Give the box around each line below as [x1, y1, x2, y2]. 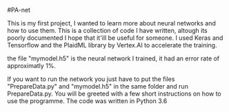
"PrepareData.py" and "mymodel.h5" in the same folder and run [7, 82, 188, 90]
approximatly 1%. [7, 62, 57, 69]
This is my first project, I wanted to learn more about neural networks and [7, 19, 216, 27]
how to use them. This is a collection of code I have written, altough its [7, 27, 208, 34]
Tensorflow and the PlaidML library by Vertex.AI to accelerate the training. [7, 41, 217, 49]
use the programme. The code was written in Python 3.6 [7, 97, 168, 105]
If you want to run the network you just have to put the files [7, 75, 175, 83]
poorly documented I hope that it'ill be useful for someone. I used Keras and [7, 34, 223, 42]
